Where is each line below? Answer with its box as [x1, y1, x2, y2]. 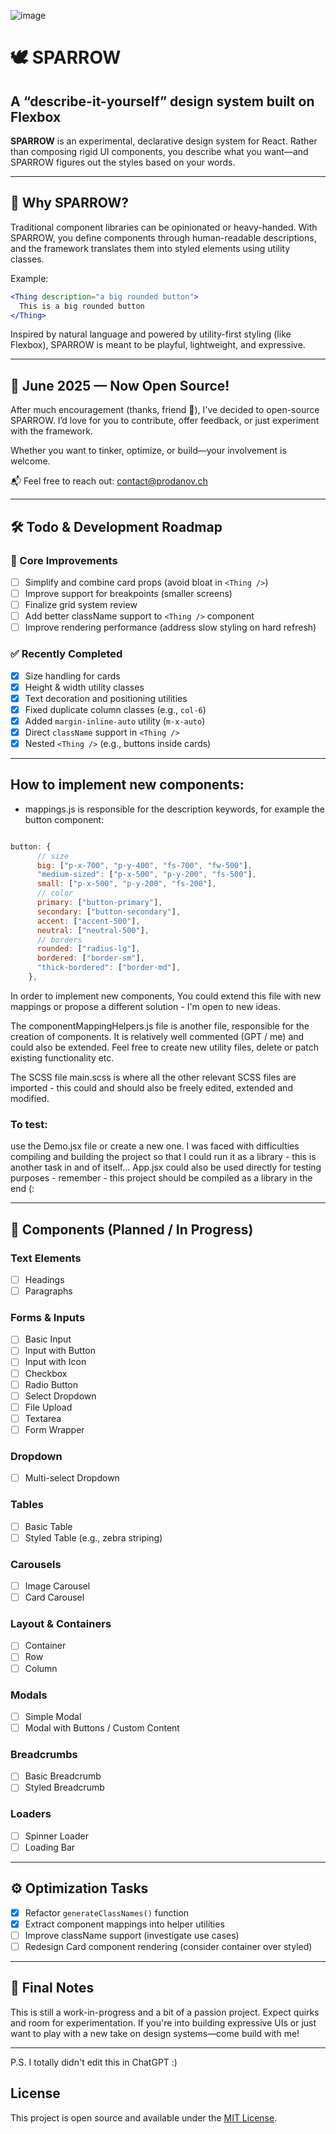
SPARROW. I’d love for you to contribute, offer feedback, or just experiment [10, 415, 320, 427]
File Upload [24, 1401, 73, 1413]
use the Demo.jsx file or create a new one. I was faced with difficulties [10, 1140, 300, 1152]
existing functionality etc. [10, 1051, 115, 1064]
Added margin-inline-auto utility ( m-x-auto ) [24, 715, 206, 727]
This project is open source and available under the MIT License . [10, 2111, 278, 2124]
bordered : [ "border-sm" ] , [36, 953, 145, 964]
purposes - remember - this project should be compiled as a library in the [10, 1172, 313, 1184]
